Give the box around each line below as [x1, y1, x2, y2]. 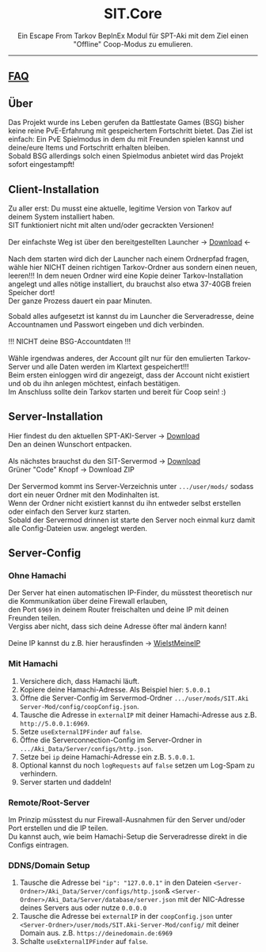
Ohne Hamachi [8, 571, 66, 582]
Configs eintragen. [8, 840, 69, 850]
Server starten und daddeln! [19, 777, 112, 787]
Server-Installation [8, 410, 104, 423]
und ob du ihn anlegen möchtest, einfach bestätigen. [8, 378, 180, 388]
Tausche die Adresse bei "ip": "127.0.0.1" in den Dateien [19, 878, 212, 887]
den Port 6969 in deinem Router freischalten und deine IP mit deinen [8, 605, 230, 614]
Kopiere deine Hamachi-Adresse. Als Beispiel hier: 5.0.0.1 [19, 685, 211, 694]
